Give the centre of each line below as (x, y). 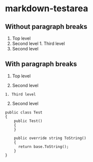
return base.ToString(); (43, 147)
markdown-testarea (46, 9)
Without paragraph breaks (46, 27)
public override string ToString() (50, 138)
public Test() (28, 121)
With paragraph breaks (41, 64)
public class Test (24, 112)
